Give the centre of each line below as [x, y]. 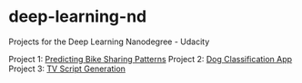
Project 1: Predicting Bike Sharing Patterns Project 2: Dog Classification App [151, 59]
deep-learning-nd [78, 17]
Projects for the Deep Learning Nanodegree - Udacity [109, 41]
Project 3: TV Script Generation [67, 69]
